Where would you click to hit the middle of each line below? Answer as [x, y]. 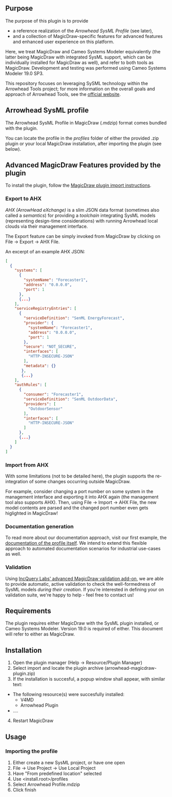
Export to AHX [24, 198]
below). [13, 149]
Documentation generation [40, 526]
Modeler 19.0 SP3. [25, 73]
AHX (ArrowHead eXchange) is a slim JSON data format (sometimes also [82, 210]
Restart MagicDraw [33, 721]
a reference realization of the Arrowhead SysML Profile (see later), [83, 31]
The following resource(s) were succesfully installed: [68, 694]
